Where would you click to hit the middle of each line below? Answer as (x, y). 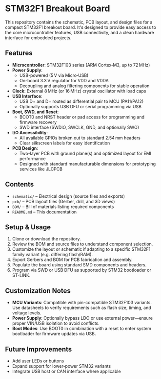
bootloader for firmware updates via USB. (54, 334)
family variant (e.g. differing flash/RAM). (52, 255)
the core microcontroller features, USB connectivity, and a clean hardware (80, 32)
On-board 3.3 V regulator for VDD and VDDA (64, 80)
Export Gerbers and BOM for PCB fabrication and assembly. (72, 260)
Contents (20, 184)
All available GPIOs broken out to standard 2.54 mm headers (80, 138)
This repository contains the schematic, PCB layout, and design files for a (79, 22)
